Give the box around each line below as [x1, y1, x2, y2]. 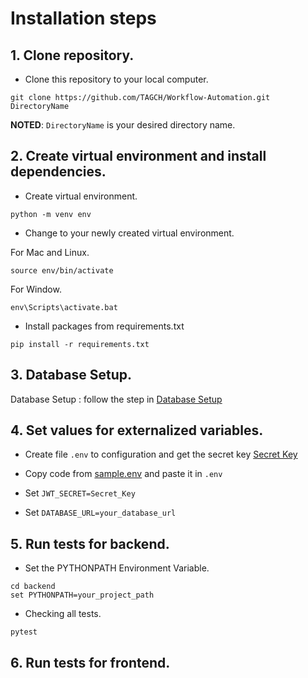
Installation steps [10, 7, 157, 30]
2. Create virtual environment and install [10, 148, 267, 165]
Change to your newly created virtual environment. [24, 227, 235, 239]
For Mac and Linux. [10, 246, 90, 258]
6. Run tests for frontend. [10, 654, 171, 671]
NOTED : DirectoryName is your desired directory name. [10, 119, 236, 131]
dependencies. [10, 163, 107, 181]
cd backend [10, 582, 56, 592]
